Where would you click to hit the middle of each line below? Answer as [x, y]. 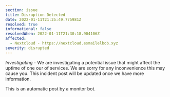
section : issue [22, 10]
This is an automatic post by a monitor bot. [51, 89]
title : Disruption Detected [35, 15]
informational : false [29, 29]
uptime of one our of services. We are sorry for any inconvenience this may [85, 68]
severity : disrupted [27, 48]
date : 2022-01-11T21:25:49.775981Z [43, 19]
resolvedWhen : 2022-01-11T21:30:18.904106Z [53, 34]
